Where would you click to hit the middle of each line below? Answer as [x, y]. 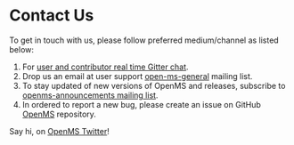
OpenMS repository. [59, 114]
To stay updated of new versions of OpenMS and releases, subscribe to [154, 85]
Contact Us [52, 16]
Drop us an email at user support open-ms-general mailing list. [137, 76]
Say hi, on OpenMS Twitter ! [59, 131]
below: [21, 49]
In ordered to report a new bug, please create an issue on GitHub [141, 104]
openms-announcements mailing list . [90, 95]
